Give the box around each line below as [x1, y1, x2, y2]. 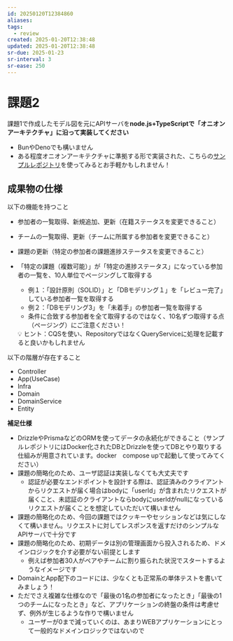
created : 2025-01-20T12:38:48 [7, 36, 96, 43]
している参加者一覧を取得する [27, 295, 114, 303]
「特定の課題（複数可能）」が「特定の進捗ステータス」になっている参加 [17, 262, 223, 270]
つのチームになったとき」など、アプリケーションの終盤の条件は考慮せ [17, 600, 220, 609]
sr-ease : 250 [7, 62, 45, 69]
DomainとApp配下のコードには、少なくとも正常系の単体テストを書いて [17, 574, 223, 582]
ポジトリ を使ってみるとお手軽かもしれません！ [36, 160, 171, 169]
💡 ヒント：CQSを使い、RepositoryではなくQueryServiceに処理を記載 [17, 330, 218, 338]
